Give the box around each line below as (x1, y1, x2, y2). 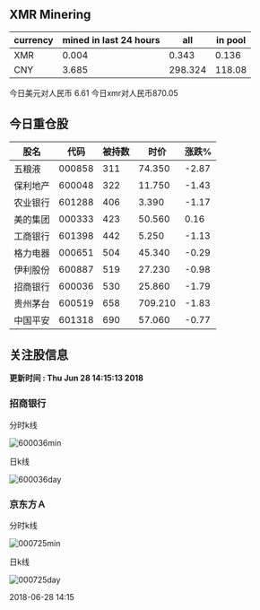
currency (13, 33, 54, 46)
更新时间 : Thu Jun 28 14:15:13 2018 (9, 372, 143, 384)
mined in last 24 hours (62, 33, 160, 46)
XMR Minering (9, 7, 91, 22)
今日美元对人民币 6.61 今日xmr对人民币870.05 (9, 87, 178, 98)
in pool (216, 33, 247, 46)
